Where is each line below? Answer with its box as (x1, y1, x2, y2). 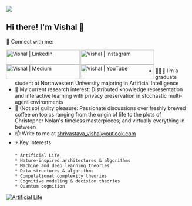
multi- (168, 92, 183, 99)
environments (30, 98, 63, 105)
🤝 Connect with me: (6, 38, 54, 45)
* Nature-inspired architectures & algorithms (14, 157, 131, 164)
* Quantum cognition (14, 183, 65, 189)
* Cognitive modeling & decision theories (14, 178, 120, 184)
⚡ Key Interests (14, 138, 52, 146)
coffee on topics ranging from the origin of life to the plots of (14, 111, 161, 118)
